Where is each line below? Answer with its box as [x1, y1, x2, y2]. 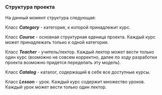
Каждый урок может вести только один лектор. [5, 84, 107, 90]
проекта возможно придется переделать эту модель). [5, 60, 121, 66]
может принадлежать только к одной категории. [5, 39, 109, 45]
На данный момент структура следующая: [5, 15, 96, 21]
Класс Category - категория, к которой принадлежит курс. [5, 24, 131, 30]
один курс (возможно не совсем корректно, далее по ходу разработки [5, 54, 158, 60]
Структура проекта [5, 3, 55, 10]
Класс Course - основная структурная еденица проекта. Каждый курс [5, 34, 156, 40]
